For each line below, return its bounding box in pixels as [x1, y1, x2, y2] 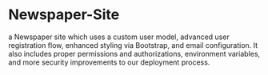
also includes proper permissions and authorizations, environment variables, [8, 49, 261, 58]
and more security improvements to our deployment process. [8, 57, 210, 67]
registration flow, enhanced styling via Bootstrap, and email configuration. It [8, 40, 258, 49]
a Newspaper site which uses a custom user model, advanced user [8, 32, 230, 41]
